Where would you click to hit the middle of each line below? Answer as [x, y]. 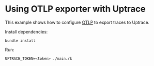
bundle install [20, 41]
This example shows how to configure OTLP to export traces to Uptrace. [77, 22]
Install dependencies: [26, 32]
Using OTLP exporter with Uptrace [75, 9]
